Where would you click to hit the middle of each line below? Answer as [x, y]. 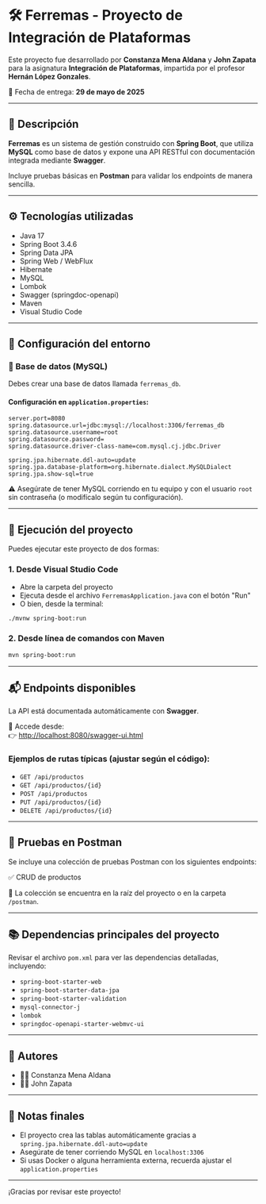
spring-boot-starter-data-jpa [70, 991]
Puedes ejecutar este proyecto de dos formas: [84, 549]
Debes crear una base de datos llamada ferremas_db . [95, 384]
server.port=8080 [37, 419]
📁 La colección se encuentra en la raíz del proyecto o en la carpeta [117, 893]
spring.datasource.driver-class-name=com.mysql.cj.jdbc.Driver [115, 446]
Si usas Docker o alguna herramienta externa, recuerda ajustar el [125, 1160]
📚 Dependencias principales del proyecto [114, 935]
